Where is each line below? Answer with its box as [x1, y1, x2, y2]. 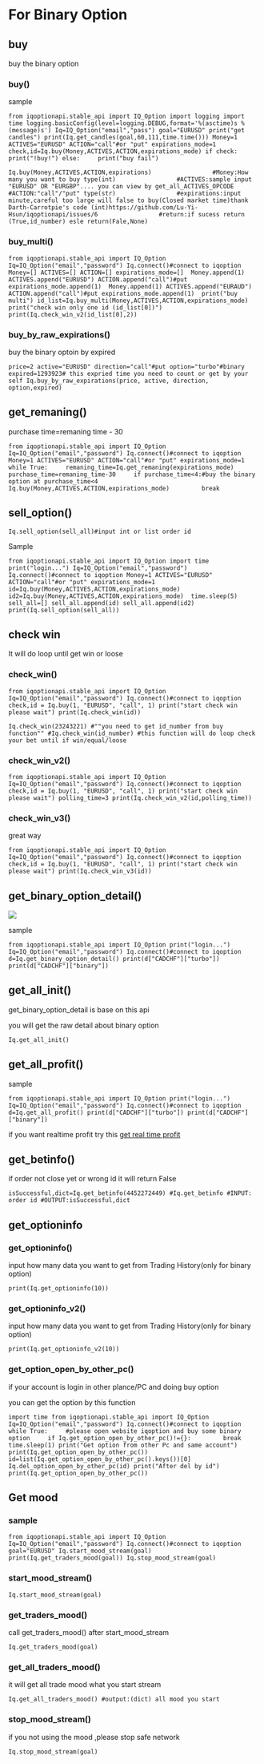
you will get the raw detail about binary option [8, 1020, 160, 1030]
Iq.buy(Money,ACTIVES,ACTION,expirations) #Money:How [8, 168, 249, 177]
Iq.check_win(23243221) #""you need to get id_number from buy [8, 722, 224, 730]
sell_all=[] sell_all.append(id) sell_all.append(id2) [8, 599, 195, 607]
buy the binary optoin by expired [8, 347, 116, 357]
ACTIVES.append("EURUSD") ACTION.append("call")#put [8, 275, 188, 284]
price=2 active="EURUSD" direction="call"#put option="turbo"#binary [8, 362, 246, 370]
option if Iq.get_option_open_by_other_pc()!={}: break [8, 1434, 242, 1442]
